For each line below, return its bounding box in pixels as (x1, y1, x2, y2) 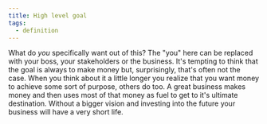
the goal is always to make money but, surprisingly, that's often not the (8, 65, 241, 75)
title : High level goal (8, 11, 88, 20)
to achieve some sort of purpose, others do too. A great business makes (8, 82, 246, 91)
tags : (8, 19, 26, 27)
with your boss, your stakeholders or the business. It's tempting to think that (8, 56, 259, 66)
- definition (15, 26, 59, 34)
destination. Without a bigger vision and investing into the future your (8, 99, 236, 108)
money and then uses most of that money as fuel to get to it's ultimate (8, 91, 238, 100)
